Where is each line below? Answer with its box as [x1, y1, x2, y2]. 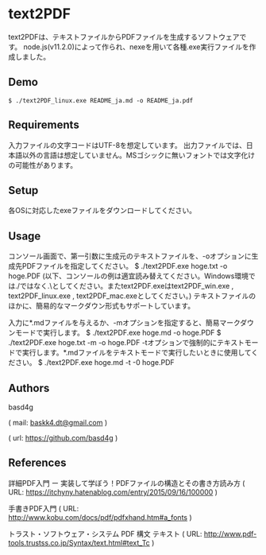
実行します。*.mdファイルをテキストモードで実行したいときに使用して [21, 347, 252, 358]
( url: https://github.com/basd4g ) [8, 433, 118, 442]
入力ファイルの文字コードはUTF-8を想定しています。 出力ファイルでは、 [8, 140, 246, 149]
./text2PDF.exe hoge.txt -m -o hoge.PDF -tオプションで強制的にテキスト [8, 338, 245, 347]
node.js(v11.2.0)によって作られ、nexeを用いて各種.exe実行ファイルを [23, 41, 249, 52]
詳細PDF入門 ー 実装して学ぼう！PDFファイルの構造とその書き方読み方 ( [8, 478, 245, 487]
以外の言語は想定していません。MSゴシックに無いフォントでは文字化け [21, 150, 256, 160]
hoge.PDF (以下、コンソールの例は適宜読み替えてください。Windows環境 [8, 271, 249, 281]
